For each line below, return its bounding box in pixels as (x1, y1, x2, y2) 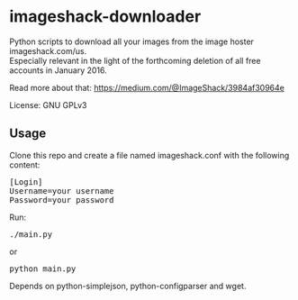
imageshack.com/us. (9, 45, 87, 56)
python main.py (9, 263, 77, 274)
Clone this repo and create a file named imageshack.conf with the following (9, 150, 290, 160)
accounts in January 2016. (9, 65, 108, 76)
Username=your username (9, 186, 114, 195)
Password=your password (9, 195, 114, 205)
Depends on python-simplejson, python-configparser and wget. (9, 280, 247, 291)
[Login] (9, 177, 43, 186)
